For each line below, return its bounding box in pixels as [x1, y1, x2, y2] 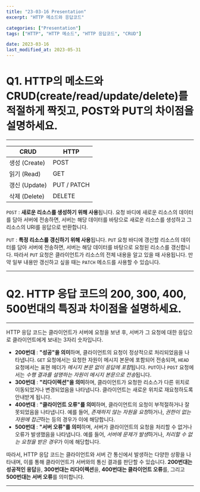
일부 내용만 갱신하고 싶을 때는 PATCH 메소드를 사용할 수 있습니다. [12, 258, 161, 265]
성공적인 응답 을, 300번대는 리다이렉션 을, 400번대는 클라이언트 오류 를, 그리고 [6, 466, 185, 473]
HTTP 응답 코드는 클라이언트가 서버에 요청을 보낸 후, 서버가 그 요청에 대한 [6, 329, 177, 336]
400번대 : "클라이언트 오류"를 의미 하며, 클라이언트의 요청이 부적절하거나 [14, 401, 183, 408]
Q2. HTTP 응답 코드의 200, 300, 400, [6, 287, 186, 301]
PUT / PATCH [52, 180, 90, 188]
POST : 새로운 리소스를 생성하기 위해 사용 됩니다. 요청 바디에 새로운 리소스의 [6, 208, 178, 215]
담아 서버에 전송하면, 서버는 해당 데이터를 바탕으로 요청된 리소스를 [17, 243, 170, 250]
